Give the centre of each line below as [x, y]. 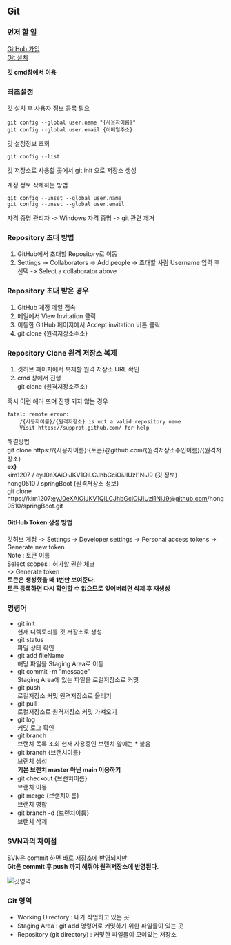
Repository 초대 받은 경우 [48, 291]
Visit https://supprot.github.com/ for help [84, 428]
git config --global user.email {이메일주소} [70, 130]
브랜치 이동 [32, 787]
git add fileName [41, 656]
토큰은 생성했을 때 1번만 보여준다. [51, 580]
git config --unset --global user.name [64, 198]
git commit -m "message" [54, 672]
